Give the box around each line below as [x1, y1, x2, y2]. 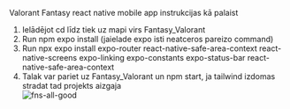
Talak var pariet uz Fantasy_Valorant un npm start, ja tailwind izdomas [21, 71, 276, 82]
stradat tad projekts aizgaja [21, 81, 122, 91]
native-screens [21, 53, 78, 62]
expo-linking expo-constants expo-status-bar [79, 53, 246, 62]
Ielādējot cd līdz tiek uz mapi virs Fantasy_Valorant [21, 25, 206, 34]
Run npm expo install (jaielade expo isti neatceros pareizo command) [21, 34, 274, 44]
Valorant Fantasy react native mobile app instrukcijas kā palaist [9, 8, 239, 18]
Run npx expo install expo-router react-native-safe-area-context [21, 43, 258, 54]
